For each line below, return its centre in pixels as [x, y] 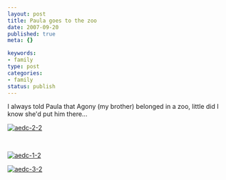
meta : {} [20, 41]
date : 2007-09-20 [33, 27]
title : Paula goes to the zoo [52, 21]
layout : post [27, 14]
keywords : [22, 53]
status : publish [31, 86]
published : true [31, 34]
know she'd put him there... [47, 114]
